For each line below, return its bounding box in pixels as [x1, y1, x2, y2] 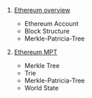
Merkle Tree [24, 62, 60, 69]
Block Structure [24, 27, 70, 35]
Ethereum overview [13, 6, 70, 14]
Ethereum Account [24, 20, 79, 27]
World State [24, 84, 59, 92]
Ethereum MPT [13, 48, 58, 56]
